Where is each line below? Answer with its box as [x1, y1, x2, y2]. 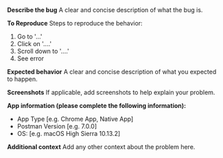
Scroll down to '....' [16, 47, 70, 55]
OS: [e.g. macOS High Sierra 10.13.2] [16, 130, 121, 137]
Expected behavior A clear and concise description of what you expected [7, 68, 217, 76]
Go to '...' [16, 32, 43, 41]
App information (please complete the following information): [7, 102, 187, 109]
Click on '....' [16, 40, 52, 47]
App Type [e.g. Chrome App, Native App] [16, 115, 134, 123]
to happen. [7, 75, 38, 83]
